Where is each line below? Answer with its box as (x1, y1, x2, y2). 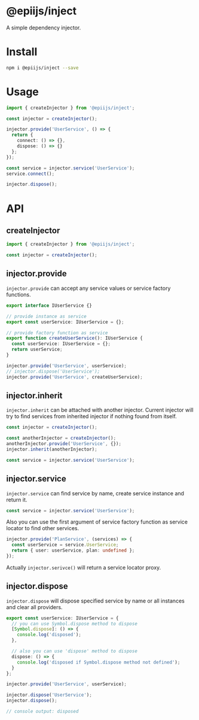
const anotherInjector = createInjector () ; (6, 435, 117, 441)
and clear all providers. (6, 603, 63, 610)
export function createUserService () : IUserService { (6, 335, 143, 341)
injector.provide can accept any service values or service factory (6, 285, 171, 292)
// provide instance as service (6, 313, 87, 319)
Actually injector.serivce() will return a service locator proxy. (6, 564, 161, 571)
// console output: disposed (6, 709, 79, 715)
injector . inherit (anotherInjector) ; (6, 446, 97, 452)
